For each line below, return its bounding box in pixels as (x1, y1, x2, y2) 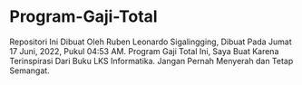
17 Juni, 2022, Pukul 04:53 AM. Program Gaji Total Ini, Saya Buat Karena (9, 45, 279, 56)
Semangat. (9, 65, 50, 76)
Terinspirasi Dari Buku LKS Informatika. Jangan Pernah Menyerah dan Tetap (9, 55, 294, 66)
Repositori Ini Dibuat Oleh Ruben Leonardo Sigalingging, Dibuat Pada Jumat (9, 36, 292, 47)
